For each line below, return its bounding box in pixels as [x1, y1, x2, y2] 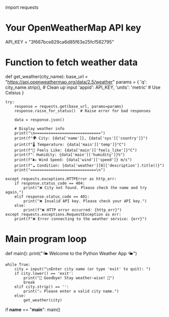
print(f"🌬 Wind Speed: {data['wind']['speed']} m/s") [14, 157, 132, 162]
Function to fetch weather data [5, 57, 138, 68]
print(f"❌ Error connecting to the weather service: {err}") [14, 216, 147, 221]
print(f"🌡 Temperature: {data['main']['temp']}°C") [14, 142, 126, 147]
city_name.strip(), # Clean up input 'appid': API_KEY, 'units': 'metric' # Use [5, 84, 161, 90]
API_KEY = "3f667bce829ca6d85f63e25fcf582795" [5, 39, 114, 45]
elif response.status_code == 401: [14, 194, 90, 199]
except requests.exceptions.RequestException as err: [5, 212, 122, 217]
